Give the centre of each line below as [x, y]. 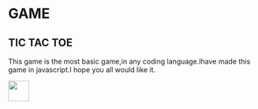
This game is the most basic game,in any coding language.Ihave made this [129, 61]
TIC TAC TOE [41, 43]
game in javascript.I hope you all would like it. [82, 70]
